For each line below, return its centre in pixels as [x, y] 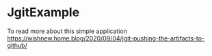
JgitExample [43, 12]
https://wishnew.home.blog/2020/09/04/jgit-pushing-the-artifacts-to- [106, 38]
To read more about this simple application [67, 31]
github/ [17, 45]
